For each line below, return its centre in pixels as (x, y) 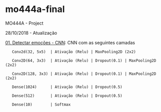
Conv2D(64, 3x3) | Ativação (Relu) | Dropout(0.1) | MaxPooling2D (84, 61)
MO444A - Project (24, 23)
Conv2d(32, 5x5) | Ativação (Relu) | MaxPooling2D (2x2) (74, 52)
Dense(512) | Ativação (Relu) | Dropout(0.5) (67, 96)
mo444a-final (35, 9)
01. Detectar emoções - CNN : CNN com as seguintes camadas (70, 42)
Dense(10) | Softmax (41, 104)
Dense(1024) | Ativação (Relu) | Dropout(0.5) (67, 87)
